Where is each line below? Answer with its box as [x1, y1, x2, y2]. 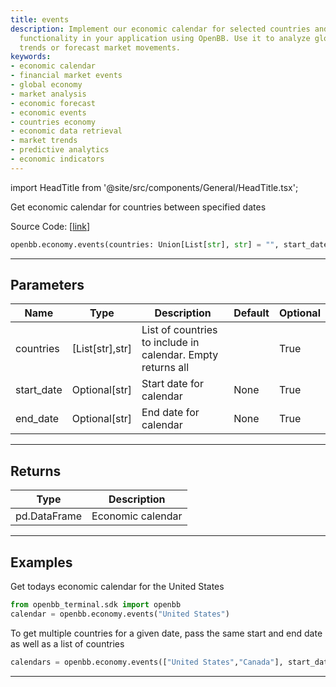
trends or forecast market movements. [19, 42, 182, 53]
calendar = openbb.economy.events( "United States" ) [10, 609, 230, 619]
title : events [10, 14, 70, 25]
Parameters [10, 277, 85, 294]
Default [233, 306, 270, 320]
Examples [10, 554, 73, 571]
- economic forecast [10, 98, 97, 108]
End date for [141, 406, 200, 420]
